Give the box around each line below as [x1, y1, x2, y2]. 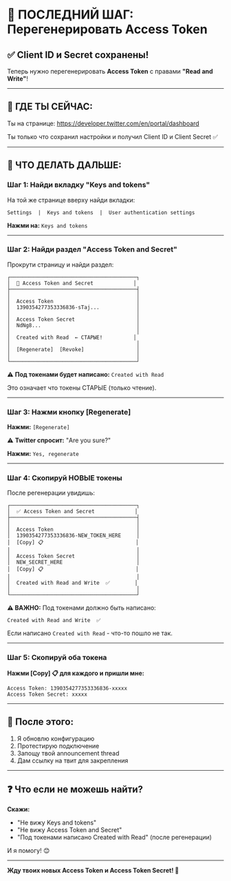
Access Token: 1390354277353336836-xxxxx [7, 685, 128, 692]
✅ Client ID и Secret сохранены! [7, 49, 149, 61]
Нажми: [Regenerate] [7, 423, 70, 431]
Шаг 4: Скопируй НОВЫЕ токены [7, 473, 122, 483]
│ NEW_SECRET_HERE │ [7, 559, 140, 566]
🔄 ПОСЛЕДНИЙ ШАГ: [7, 7, 134, 23]
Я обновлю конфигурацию [16, 734, 95, 743]
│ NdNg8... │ [7, 322, 140, 329]
